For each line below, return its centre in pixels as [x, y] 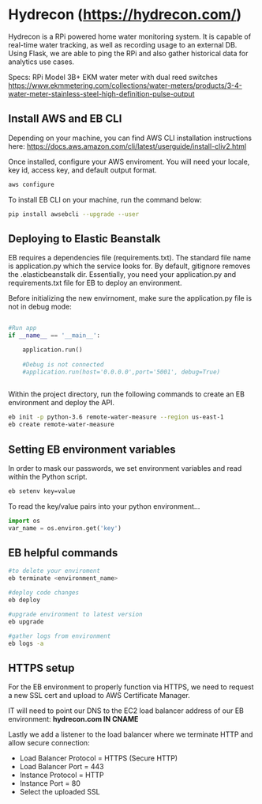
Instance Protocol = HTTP [62, 775]
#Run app [22, 328]
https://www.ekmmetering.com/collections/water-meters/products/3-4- [125, 85]
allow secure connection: [49, 743]
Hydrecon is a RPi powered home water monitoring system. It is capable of [129, 36]
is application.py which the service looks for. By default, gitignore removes [129, 266]
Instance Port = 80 [50, 783]
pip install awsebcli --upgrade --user [74, 214]
